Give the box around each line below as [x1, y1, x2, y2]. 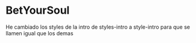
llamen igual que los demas [5, 29, 74, 36]
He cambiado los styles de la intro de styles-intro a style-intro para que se [5, 23, 191, 30]
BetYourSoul [5, 4, 70, 17]
